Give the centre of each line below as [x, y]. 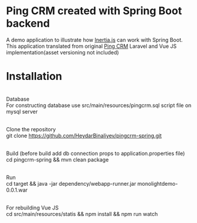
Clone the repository [31, 129]
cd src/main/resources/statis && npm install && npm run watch [82, 214]
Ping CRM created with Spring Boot [94, 11]
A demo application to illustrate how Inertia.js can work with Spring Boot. [94, 40]
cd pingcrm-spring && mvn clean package [58, 159]
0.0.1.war [17, 190]
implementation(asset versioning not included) [63, 52]
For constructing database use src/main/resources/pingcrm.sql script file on [99, 105]
